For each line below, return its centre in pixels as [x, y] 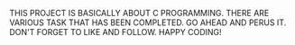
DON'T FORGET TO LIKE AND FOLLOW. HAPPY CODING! [116, 32]
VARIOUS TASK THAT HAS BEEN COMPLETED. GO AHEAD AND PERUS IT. [148, 22]
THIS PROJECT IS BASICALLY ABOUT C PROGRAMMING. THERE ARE [139, 13]
